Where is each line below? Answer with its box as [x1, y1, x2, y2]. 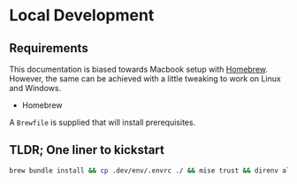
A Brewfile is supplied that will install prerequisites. [9, 117, 196, 127]
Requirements [9, 41, 88, 56]
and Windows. [9, 83, 62, 93]
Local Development [9, 5, 155, 26]
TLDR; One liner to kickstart [9, 142, 165, 157]
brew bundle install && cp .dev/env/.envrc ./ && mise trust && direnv [9, 165, 278, 175]
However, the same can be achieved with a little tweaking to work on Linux [9, 73, 281, 84]
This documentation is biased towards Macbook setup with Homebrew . [9, 64, 268, 74]
